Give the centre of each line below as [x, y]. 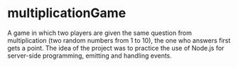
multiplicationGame [67, 13]
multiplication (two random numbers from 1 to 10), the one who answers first [119, 40]
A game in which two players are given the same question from [100, 33]
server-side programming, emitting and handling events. [90, 56]
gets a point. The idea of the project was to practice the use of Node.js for [116, 48]
